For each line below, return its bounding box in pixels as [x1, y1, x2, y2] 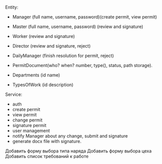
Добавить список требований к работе [5, 153, 89, 159]
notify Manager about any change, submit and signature [12, 133, 128, 139]
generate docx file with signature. [12, 138, 82, 144]
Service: [5, 91, 22, 97]
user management [12, 127, 50, 133]
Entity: [5, 4, 18, 10]
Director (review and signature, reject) [12, 43, 91, 49]
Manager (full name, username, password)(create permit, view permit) [12, 14, 157, 19]
